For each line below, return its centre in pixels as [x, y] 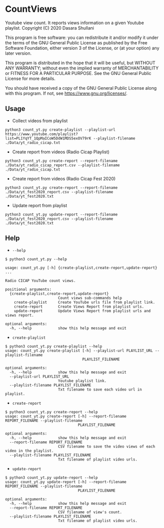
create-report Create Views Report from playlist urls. [79, 307]
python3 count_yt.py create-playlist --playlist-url [60, 130]
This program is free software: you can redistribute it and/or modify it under [82, 37]
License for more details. [30, 78]
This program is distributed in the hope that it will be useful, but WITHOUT [80, 63]
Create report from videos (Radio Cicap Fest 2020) [64, 178]
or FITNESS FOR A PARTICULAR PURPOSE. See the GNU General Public [78, 73]
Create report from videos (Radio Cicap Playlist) [61, 152]
